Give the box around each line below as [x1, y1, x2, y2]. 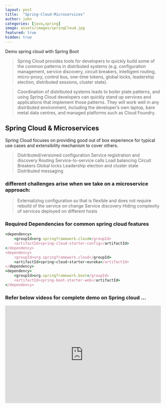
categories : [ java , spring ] [5, 21, 61, 26]
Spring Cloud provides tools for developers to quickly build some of [17, 58, 155, 64]
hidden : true [5, 35, 32, 40]
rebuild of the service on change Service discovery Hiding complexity [17, 203, 160, 208]
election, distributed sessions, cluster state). [17, 79, 108, 85]
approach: [5, 186, 31, 193]
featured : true [5, 30, 37, 35]
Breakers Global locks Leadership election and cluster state [17, 162, 139, 168]
